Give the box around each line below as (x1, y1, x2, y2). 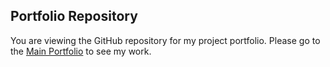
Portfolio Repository (10, 8, 138, 25)
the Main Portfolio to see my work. (10, 45, 152, 57)
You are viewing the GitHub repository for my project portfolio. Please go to (10, 34, 321, 46)
